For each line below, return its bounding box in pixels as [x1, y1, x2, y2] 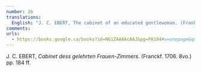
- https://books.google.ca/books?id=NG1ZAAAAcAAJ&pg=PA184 [11, 36, 162, 42]
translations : [6, 14, 42, 20]
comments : [6, 25, 31, 32]
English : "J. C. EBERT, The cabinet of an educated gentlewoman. [11, 20, 178, 26]
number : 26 [6, 8, 33, 15]
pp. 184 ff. [6, 59, 31, 66]
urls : [6, 31, 20, 37]
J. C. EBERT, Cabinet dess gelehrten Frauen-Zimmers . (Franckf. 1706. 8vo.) [6, 53, 192, 60]
